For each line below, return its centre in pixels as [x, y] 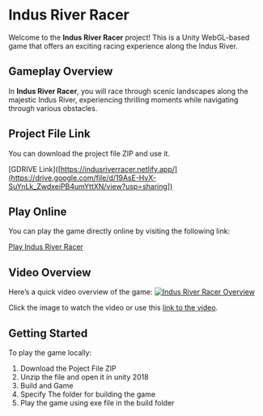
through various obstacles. [53, 108]
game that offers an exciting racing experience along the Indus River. [123, 45]
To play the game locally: [50, 353]
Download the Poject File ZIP [68, 368]
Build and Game [47, 386]
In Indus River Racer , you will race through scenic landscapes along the [128, 91]
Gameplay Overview [61, 72]
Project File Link [49, 134]
